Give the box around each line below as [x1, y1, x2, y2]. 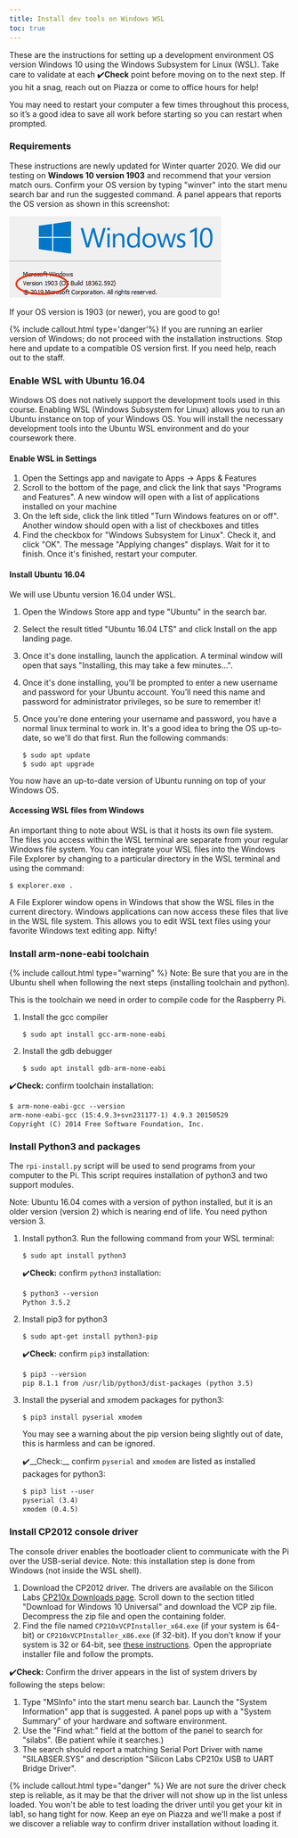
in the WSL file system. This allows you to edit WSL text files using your [9, 915, 271, 927]
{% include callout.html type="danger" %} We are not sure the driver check [9, 1780, 286, 1791]
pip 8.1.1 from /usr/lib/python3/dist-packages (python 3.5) [21, 1379, 254, 1389]
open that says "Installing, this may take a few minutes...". [21, 660, 233, 671]
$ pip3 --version [21, 1370, 87, 1380]
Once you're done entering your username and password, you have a [21, 713, 278, 724]
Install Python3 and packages [9, 1140, 141, 1152]
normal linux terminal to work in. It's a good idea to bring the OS [21, 722, 257, 733]
